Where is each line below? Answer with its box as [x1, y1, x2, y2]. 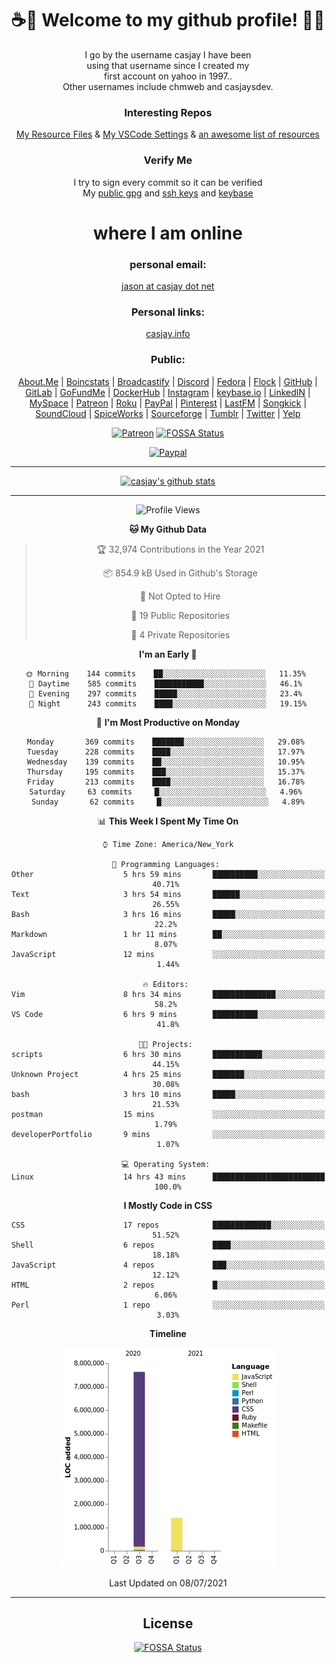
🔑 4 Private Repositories [130, 628, 230, 641]
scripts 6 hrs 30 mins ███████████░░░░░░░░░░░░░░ [11, 1049, 325, 1059]
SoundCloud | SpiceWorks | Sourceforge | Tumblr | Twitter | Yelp [34, 407, 302, 419]
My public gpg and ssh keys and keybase [82, 187, 254, 199]
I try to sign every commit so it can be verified [73, 176, 263, 188]
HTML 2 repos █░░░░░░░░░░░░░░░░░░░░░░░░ [11, 1280, 325, 1290]
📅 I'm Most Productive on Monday [96, 716, 240, 728]
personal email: [129, 257, 207, 271]
